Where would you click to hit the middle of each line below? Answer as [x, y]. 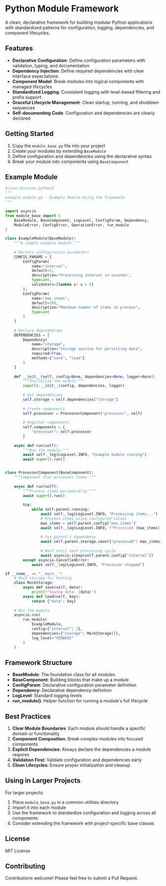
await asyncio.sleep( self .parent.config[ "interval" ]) [97, 555]
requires [21, 755]
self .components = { [44, 427]
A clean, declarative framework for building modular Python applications [79, 22]
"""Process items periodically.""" [60, 491]
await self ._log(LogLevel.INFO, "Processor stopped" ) [88, 565]
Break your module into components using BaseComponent [70, 161]
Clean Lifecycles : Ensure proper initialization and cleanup [71, 765]
